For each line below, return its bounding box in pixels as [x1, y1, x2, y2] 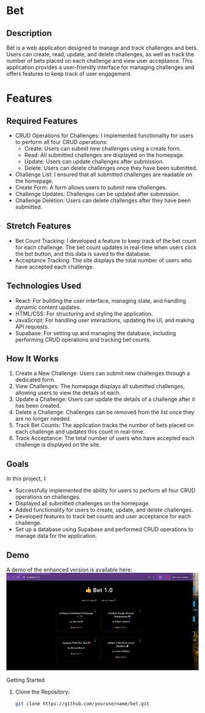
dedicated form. [15, 376, 56, 383]
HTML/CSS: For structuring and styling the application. [15, 309, 154, 317]
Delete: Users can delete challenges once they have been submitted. [24, 164, 198, 172]
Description [6, 28, 52, 38]
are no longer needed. [15, 415, 71, 422]
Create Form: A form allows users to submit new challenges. [15, 184, 167, 191]
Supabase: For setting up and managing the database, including [15, 329, 176, 336]
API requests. [15, 323, 49, 330]
